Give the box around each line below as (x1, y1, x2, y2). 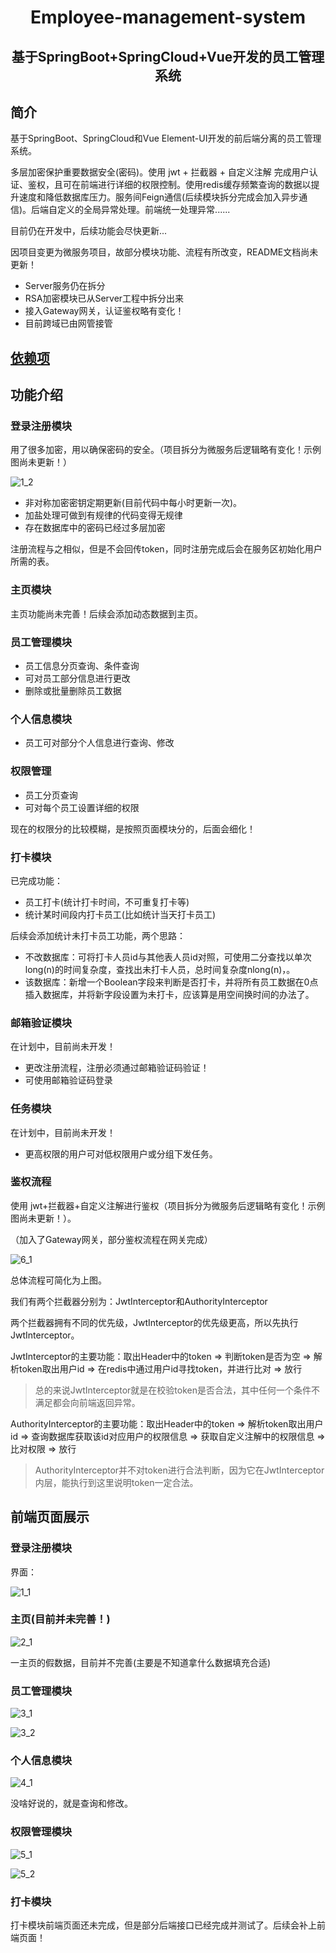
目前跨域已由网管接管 (24, 317, 113, 330)
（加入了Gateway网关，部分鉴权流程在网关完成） (10, 1233, 213, 1245)
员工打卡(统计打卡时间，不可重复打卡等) (24, 896, 190, 908)
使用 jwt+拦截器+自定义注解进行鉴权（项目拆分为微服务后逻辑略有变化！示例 (10, 1199, 326, 1211)
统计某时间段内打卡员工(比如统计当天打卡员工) (24, 908, 217, 920)
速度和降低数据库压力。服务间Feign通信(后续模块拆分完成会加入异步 (18, 191, 300, 203)
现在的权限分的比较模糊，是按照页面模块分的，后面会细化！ (10, 822, 256, 835)
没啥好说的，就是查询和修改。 (10, 1797, 133, 1810)
